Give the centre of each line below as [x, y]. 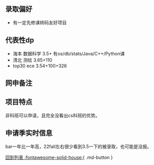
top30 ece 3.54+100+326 [40, 66]
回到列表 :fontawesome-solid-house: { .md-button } [59, 157]
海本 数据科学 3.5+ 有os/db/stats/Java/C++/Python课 [69, 53]
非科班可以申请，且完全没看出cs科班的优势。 [53, 115]
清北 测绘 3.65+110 [32, 60]
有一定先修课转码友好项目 [40, 23]
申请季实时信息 [29, 133]
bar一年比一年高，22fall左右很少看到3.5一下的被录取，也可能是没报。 [79, 146]
